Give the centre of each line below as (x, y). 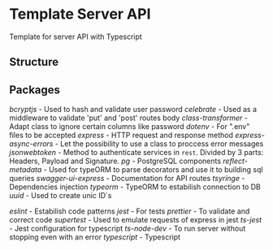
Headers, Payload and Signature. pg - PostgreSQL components (115, 161)
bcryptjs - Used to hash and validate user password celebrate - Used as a (133, 110)
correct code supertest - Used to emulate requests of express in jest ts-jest (136, 220)
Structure (34, 62)
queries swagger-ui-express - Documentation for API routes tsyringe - (127, 179)
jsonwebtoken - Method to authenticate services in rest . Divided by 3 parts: (136, 153)
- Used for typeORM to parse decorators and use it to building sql (153, 170)
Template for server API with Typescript (76, 37)
